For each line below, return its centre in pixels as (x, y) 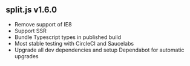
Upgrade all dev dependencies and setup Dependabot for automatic (99, 50)
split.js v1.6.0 (31, 10)
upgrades (26, 56)
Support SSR (30, 31)
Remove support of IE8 (43, 24)
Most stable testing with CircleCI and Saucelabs (74, 43)
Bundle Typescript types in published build (68, 37)
